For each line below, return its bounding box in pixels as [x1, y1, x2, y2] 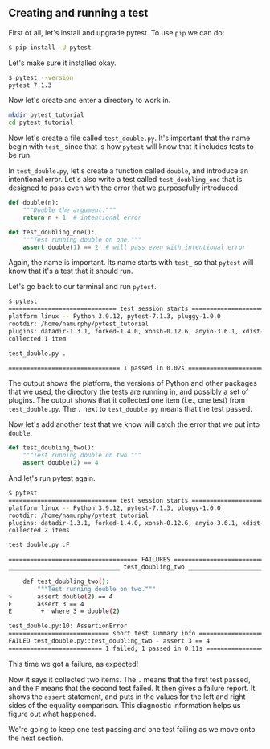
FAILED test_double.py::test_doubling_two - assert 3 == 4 [8, 637, 211, 645]
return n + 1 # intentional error [22, 213, 142, 221]
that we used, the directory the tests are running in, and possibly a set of [8, 387, 249, 397]
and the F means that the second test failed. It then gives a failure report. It [8, 683, 256, 693]
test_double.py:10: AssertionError [8, 622, 128, 631]
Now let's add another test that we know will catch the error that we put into [8, 420, 260, 429]
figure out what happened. [8, 709, 96, 718]
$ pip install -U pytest [8, 43, 92, 52]
